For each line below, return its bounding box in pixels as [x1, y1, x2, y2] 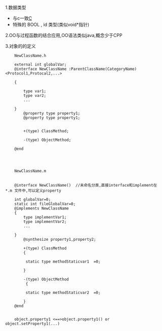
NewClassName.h [14, 53, 47, 58]
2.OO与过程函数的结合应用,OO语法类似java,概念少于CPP [5, 32, 123, 38]
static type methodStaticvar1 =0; [25, 259, 101, 264]
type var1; [23, 89, 47, 94]
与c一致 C [12, 15, 32, 21]
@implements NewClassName [14, 206, 69, 211]
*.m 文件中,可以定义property [5, 188, 62, 193]
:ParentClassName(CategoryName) [68, 66, 137, 71]
